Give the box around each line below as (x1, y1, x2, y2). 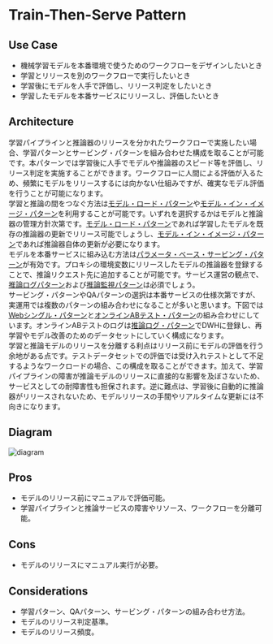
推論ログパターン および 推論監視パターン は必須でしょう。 (8, 279, 200, 289)
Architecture (8, 115, 75, 129)
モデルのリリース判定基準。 (19, 617, 114, 627)
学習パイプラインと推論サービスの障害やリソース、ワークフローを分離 (19, 504, 256, 513)
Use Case (8, 38, 58, 52)
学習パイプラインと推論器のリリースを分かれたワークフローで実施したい (8, 137, 250, 147)
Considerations (8, 584, 89, 598)
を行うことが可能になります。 (8, 188, 108, 198)
